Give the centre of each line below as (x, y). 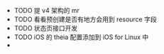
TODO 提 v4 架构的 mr (47, 10)
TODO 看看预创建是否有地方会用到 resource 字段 (86, 19)
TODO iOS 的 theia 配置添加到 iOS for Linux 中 (81, 37)
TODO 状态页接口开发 (46, 28)
